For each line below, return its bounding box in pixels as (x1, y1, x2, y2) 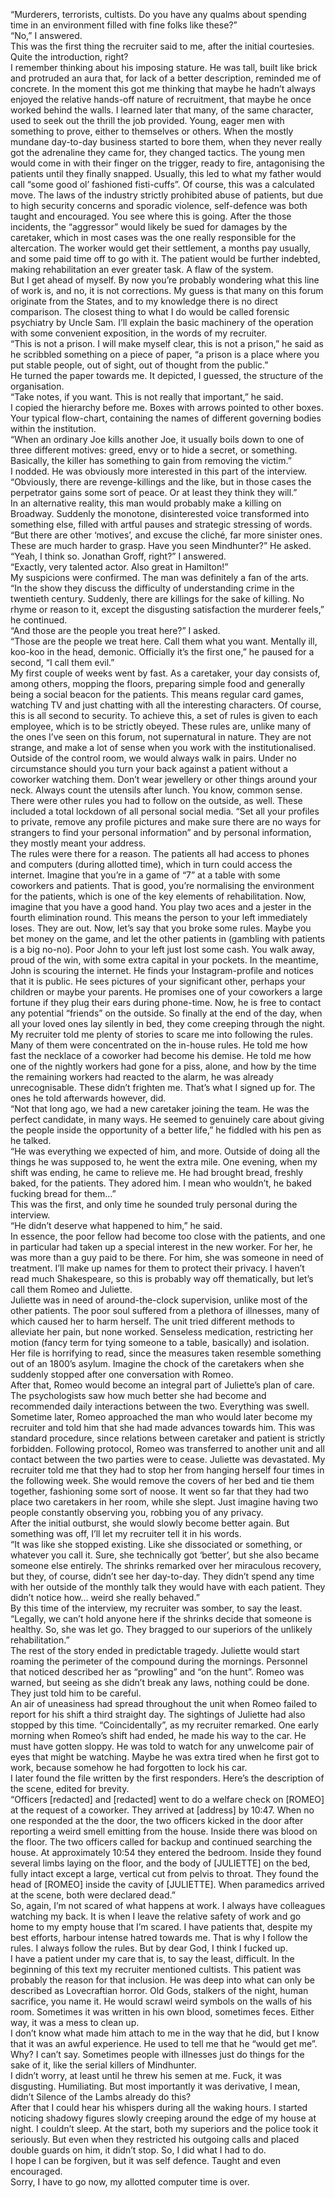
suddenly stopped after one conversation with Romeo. (10, 1369, 234, 1380)
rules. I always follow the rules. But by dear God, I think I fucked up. (10, 1942, 288, 1954)
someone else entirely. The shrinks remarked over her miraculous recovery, (10, 1560, 322, 1571)
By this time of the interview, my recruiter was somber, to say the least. (10, 1602, 303, 1614)
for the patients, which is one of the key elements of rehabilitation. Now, (10, 890, 307, 902)
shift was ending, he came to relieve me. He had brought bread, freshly (10, 1167, 304, 1178)
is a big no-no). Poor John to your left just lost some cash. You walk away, (10, 944, 316, 955)
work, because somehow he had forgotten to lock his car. (10, 1762, 248, 1773)
